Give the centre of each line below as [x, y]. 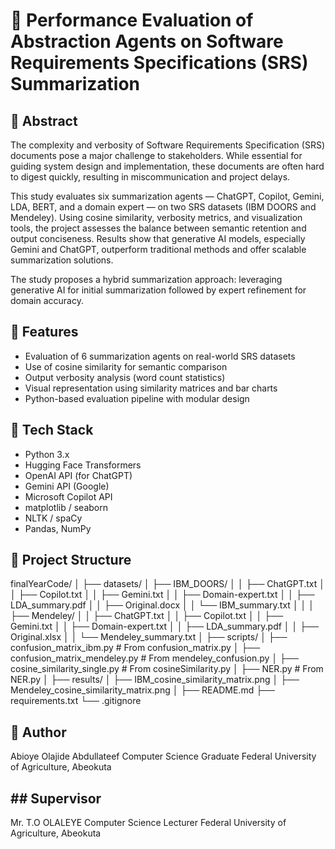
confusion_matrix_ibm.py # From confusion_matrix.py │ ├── [135, 648]
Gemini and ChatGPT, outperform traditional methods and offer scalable [158, 249]
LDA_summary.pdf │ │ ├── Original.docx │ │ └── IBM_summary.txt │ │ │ [162, 605]
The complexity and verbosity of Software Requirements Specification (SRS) [168, 145]
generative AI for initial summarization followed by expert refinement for [158, 290]
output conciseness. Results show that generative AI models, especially [158, 238]
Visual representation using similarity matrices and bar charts [151, 388]
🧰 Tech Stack [52, 430]
